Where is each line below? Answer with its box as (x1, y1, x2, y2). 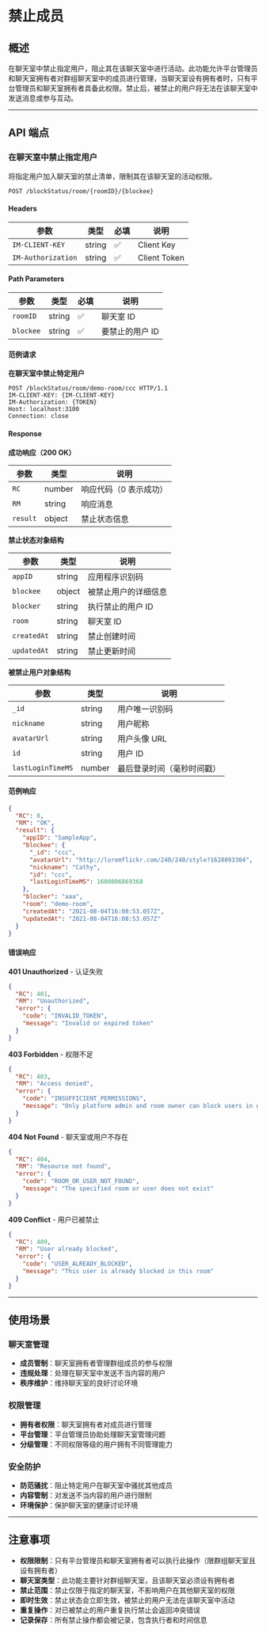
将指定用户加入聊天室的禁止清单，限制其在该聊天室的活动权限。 (8, 171, 216, 181)
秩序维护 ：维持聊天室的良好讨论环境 (19, 1379, 139, 1388)
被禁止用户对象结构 (8, 667, 71, 677)
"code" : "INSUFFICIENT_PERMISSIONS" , (22, 1094, 147, 1103)
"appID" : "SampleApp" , (22, 834, 97, 842)
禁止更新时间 (87, 645, 136, 656)
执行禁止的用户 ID (87, 601, 154, 612)
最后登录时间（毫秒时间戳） (117, 763, 221, 774)
